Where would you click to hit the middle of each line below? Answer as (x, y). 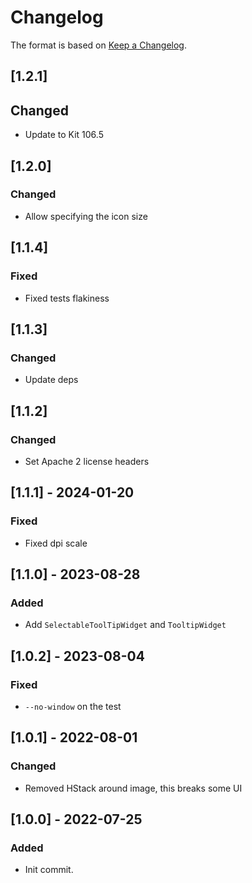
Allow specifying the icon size (86, 216)
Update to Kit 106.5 (64, 135)
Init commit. (49, 870)
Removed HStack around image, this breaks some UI (133, 788)
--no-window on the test (73, 706)
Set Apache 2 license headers (87, 461)
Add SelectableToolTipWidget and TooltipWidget (125, 625)
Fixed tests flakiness (67, 298)
